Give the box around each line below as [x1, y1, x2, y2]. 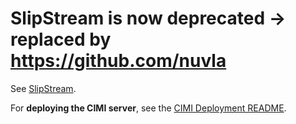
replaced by [10, 28, 112, 51]
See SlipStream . [10, 82, 77, 94]
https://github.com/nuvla [10, 50, 227, 72]
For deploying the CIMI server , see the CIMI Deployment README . [10, 102, 287, 114]
